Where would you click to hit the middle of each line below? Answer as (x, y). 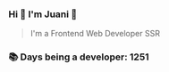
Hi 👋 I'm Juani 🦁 (43, 14)
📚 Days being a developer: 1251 (79, 57)
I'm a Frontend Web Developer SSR (95, 34)
